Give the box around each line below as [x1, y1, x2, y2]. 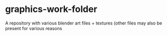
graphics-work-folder [5, 3, 97, 15]
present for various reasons [5, 25, 62, 31]
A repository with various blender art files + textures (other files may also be [5, 20, 162, 26]
